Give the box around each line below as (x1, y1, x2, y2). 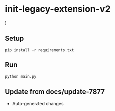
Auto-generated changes (12, 101, 64, 107)
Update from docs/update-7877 (5, 87, 105, 96)
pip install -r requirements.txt (5, 47, 74, 53)
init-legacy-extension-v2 (5, 3, 111, 15)
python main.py (5, 74, 37, 79)
